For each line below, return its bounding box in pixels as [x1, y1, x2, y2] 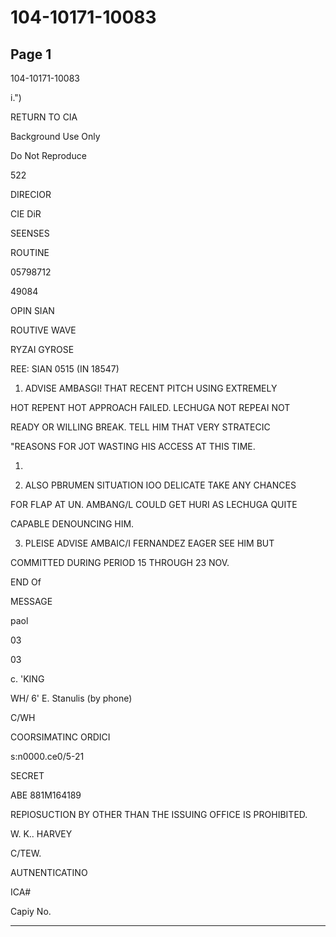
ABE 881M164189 [10, 789, 82, 801]
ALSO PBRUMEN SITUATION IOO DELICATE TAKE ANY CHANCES [24, 479, 297, 491]
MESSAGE [10, 596, 53, 607]
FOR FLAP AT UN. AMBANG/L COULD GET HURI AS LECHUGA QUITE [10, 499, 298, 510]
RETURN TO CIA [10, 111, 78, 123]
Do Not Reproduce [10, 150, 87, 161]
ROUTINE [10, 247, 50, 258]
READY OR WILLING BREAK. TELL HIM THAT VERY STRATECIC [10, 421, 271, 433]
